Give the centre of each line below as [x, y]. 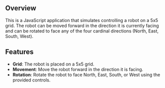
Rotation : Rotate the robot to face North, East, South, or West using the [86, 74]
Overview [21, 8]
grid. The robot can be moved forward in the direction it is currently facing [82, 25]
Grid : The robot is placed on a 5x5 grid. [53, 64]
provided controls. [31, 80]
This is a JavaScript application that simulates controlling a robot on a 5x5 [82, 20]
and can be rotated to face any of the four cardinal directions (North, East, [82, 31]
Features [19, 52]
